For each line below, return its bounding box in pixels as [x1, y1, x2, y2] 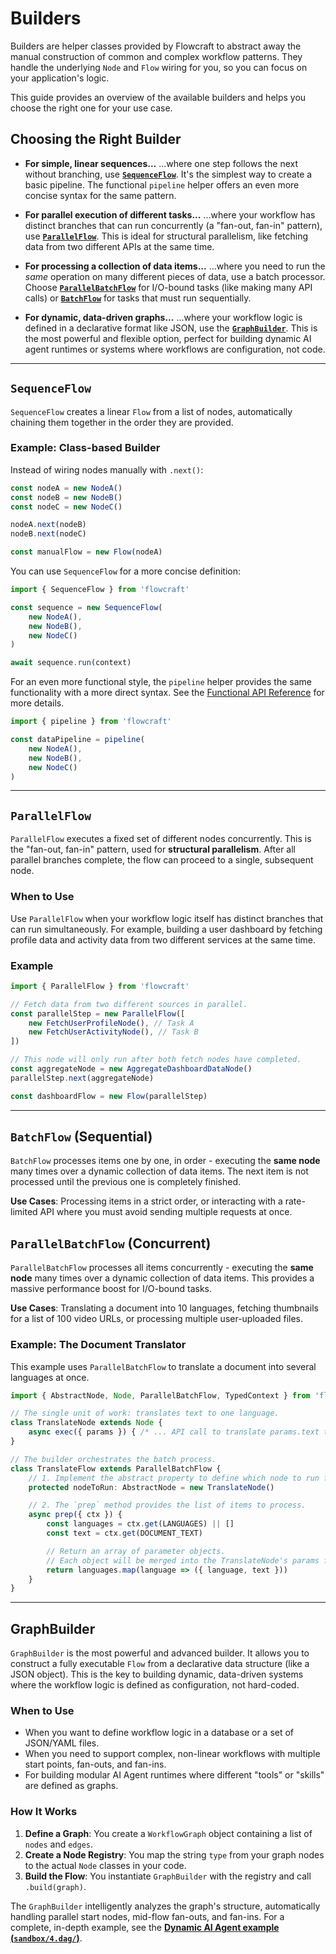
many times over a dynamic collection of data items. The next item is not [10, 1165, 309, 1177]
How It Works [10, 1805, 78, 1819]
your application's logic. [10, 72, 110, 84]
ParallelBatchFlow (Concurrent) [10, 1235, 212, 1252]
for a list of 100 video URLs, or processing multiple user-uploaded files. [10, 1313, 304, 1325]
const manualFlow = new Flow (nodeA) [10, 547, 163, 557]
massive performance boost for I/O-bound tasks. [10, 1283, 212, 1295]
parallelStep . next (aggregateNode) [10, 1073, 155, 1083]
